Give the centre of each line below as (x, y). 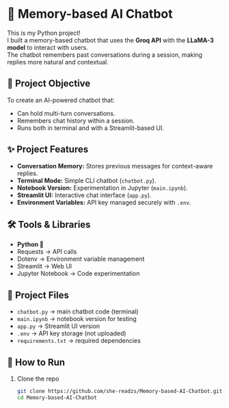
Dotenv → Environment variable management (81, 259)
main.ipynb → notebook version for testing (77, 319)
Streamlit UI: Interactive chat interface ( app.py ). (84, 195)
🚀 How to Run (36, 362)
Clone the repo (38, 379)
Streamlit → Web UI (44, 266)
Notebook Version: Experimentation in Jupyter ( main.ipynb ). (102, 188)
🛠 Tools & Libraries (49, 224)
